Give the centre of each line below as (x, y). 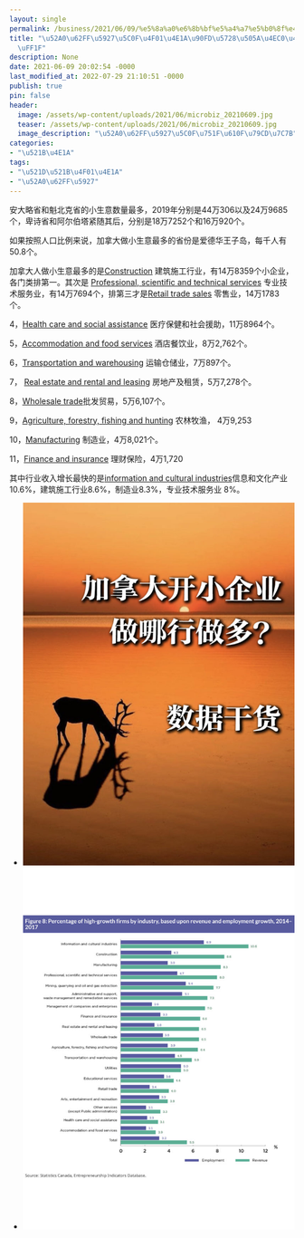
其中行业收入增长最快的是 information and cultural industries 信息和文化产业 (148, 478)
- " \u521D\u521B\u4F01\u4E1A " (66, 172)
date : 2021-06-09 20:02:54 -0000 (72, 67)
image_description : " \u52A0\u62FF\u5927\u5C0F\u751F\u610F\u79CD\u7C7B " (157, 134)
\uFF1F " (32, 48)
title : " (26, 38)
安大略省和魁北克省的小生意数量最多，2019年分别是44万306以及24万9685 (148, 209)
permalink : (30, 29)
